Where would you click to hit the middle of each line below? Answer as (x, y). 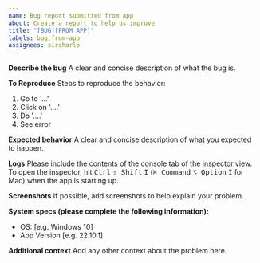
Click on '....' (40, 108)
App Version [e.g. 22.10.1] (61, 235)
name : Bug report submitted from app (71, 16)
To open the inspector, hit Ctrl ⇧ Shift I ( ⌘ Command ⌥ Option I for (126, 172)
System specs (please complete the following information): (108, 211)
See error (35, 124)
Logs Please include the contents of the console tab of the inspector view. (130, 163)
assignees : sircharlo (44, 45)
